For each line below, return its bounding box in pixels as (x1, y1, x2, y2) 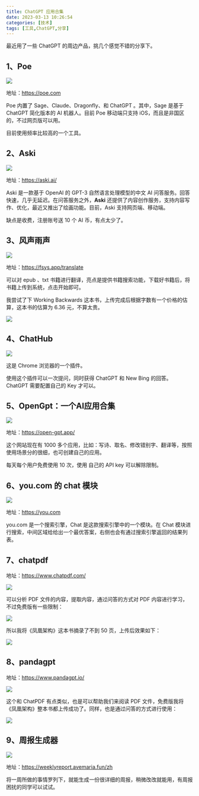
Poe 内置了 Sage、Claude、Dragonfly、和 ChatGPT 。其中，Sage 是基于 (6, 102, 184, 109)
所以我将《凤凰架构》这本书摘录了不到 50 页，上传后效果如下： (6, 627, 161, 634)
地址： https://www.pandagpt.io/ (6, 674, 85, 681)
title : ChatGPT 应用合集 (6, 8, 64, 15)
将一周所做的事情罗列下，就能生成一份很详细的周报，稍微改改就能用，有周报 (6, 776, 193, 783)
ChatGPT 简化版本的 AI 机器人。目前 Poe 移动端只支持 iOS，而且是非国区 (6, 109, 185, 116)
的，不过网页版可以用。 (6, 117, 63, 124)
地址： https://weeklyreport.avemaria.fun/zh (6, 763, 113, 770)
